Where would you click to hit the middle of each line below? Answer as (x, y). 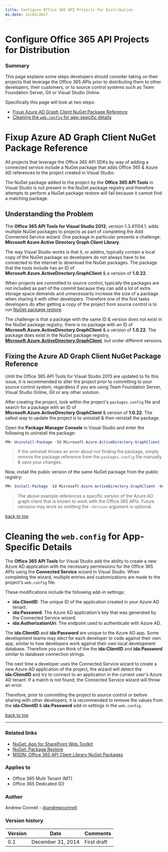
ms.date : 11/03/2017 (27, 15)
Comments (98, 833)
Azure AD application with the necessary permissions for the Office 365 (79, 566)
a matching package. (27, 198)
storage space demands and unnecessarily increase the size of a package (82, 293)
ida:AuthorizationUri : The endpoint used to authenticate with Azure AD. (87, 623)
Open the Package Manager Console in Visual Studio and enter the (75, 428)
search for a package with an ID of (41, 407)
